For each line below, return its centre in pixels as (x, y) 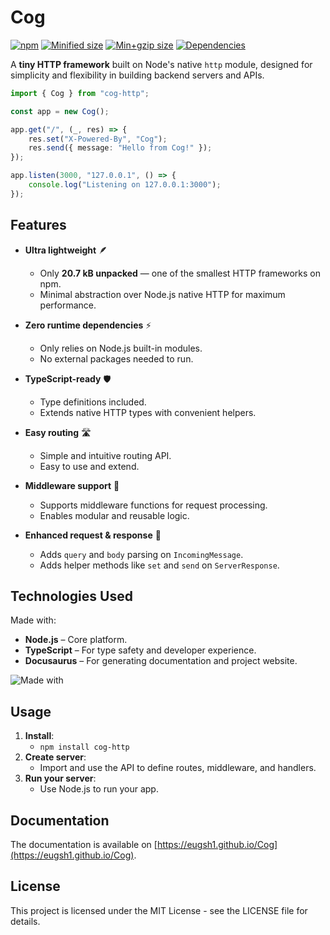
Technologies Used (71, 596)
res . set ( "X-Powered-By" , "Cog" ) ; (98, 139)
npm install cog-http (84, 747)
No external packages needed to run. (116, 358)
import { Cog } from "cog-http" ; (80, 93)
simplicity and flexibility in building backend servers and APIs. (137, 75)
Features (38, 225)
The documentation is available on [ (84, 845)
